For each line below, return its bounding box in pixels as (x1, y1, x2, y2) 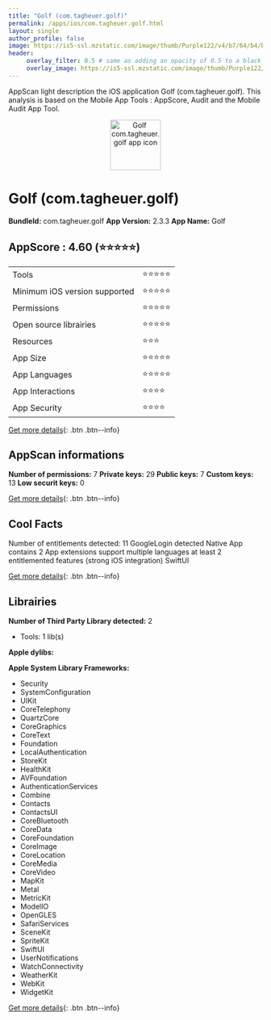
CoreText (19, 729, 51, 739)
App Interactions (12, 386, 75, 396)
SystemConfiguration (19, 687, 91, 696)
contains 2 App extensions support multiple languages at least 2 (8, 547, 222, 557)
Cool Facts (8, 517, 63, 531)
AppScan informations (8, 448, 125, 462)
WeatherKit (19, 970, 58, 980)
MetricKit (19, 892, 51, 902)
